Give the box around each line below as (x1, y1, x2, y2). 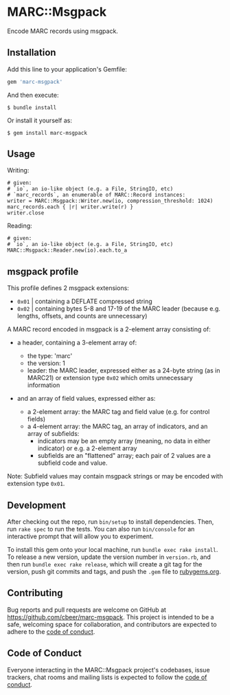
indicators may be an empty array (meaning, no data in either (37, 437, 211, 445)
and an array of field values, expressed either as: (16, 395, 156, 403)
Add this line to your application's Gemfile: (7, 65, 127, 73)
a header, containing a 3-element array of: (16, 338, 137, 347)
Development (7, 499, 67, 511)
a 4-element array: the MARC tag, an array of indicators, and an (27, 422, 208, 430)
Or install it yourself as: (7, 116, 72, 124)
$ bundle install (7, 104, 57, 111)
